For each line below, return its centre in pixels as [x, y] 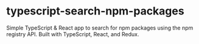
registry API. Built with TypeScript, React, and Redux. [73, 34]
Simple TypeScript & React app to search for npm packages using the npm [100, 28]
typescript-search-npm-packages [95, 11]
